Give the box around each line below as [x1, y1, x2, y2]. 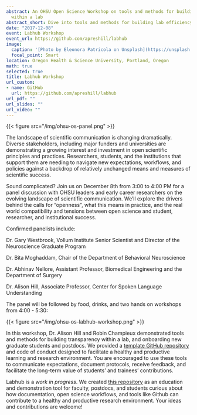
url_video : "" [6, 107, 41, 113]
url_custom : [6, 80, 35, 86]
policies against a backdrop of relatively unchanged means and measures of [6, 165, 191, 172]
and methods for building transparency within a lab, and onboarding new [6, 336, 182, 343]
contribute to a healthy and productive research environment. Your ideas [6, 397, 182, 404]
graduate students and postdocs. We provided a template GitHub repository [6, 342, 189, 349]
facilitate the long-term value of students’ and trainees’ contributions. [6, 367, 174, 374]
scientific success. [6, 171, 52, 179]
